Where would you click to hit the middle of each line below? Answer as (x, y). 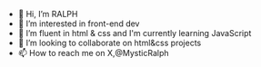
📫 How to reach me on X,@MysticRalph (93, 53)
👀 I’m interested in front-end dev (79, 24)
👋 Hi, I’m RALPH (48, 14)
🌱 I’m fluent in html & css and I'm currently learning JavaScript (135, 33)
